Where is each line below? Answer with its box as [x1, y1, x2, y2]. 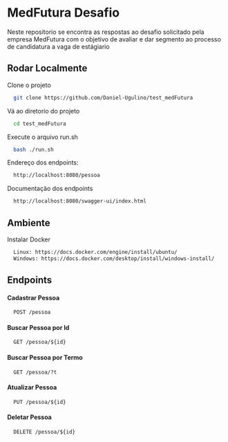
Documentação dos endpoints [7, 185, 93, 193]
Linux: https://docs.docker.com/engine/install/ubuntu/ [13, 248, 178, 255]
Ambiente [7, 217, 50, 229]
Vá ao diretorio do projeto [7, 107, 80, 115]
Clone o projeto [7, 81, 52, 89]
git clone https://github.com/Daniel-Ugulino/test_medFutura [13, 94, 193, 101]
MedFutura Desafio [7, 5, 120, 21]
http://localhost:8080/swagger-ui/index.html [13, 198, 147, 205]
